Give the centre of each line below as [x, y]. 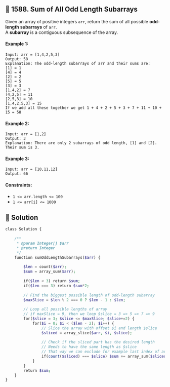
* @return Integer [36, 248]
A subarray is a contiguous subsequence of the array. [62, 32]
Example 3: [17, 159]
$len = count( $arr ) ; [45, 267]
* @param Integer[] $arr [43, 244]
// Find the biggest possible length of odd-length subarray [89, 295]
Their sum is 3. [22, 147]
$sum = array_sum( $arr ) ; [50, 272]
